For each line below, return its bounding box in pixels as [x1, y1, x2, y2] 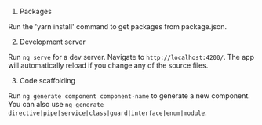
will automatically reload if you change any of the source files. [8, 61, 209, 70]
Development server [19, 37, 86, 46]
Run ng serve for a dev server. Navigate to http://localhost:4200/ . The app [8, 53, 255, 61]
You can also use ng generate [8, 100, 104, 108]
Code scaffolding [19, 76, 76, 85]
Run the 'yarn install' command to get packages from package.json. [8, 22, 227, 31]
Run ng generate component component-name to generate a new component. [8, 91, 251, 101]
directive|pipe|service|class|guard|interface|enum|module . [8, 108, 207, 117]
